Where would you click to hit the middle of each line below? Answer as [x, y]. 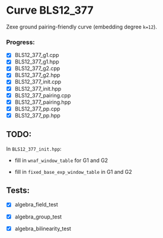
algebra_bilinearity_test [43, 229]
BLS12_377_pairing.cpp [43, 95]
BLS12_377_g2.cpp [37, 68]
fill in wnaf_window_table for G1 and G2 [61, 160]
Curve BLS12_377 [50, 10]
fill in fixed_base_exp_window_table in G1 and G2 [73, 172]
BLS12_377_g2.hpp [37, 75]
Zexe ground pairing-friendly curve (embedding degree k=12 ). [81, 27]
